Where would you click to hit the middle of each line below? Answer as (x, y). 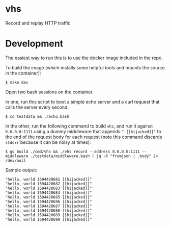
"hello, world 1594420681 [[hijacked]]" (49, 179)
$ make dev (17, 82)
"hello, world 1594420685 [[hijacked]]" (49, 197)
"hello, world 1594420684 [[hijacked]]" (49, 193)
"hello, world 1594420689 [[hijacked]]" (49, 215)
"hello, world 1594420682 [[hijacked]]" (49, 184)
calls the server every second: (37, 107)
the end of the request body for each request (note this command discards (84, 137)
